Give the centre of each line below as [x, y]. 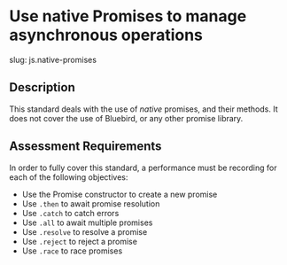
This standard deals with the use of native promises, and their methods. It [143, 109]
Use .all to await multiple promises [87, 222]
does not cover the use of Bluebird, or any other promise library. [126, 118]
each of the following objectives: [69, 177]
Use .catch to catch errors [70, 213]
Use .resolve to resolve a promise [85, 231]
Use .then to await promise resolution [91, 203]
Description [42, 87]
